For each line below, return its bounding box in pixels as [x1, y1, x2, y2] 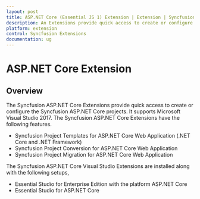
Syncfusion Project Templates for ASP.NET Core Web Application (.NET [14, 132, 190, 139]
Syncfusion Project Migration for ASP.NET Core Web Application [14, 151, 173, 158]
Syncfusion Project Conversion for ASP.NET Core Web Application [14, 145, 178, 152]
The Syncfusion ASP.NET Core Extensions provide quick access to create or [6, 102, 193, 108]
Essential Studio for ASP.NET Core [14, 187, 99, 194]
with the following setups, [6, 169, 70, 176]
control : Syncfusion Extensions [6, 31, 86, 37]
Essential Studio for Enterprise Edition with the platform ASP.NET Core [14, 181, 187, 188]
